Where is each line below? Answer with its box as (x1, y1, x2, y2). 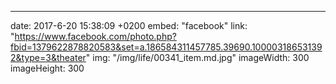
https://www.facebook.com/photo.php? (14, 31, 177, 42)
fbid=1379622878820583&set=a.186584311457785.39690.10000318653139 (10, 41, 323, 53)
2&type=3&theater (10, 52, 87, 63)
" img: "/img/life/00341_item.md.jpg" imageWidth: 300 (85, 52, 310, 63)
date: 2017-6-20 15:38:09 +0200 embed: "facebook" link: (10, 20, 248, 31)
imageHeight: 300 (10, 62, 85, 74)
